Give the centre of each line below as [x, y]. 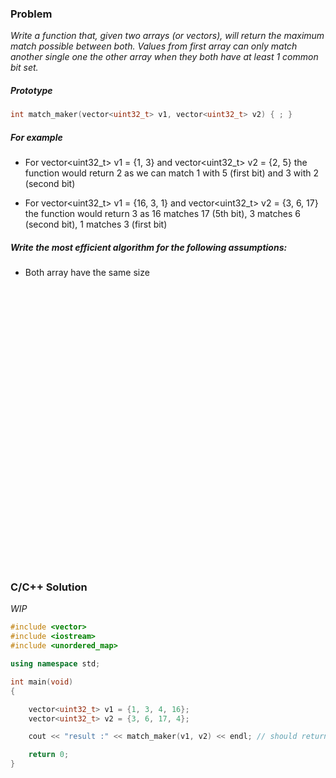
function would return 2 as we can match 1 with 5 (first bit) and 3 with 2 [171, 173]
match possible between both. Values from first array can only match [154, 46]
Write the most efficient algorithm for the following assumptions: [149, 247]
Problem [31, 14]
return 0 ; [49, 755]
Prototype [31, 90]
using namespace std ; [55, 664]
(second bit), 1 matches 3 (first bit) [96, 224]
